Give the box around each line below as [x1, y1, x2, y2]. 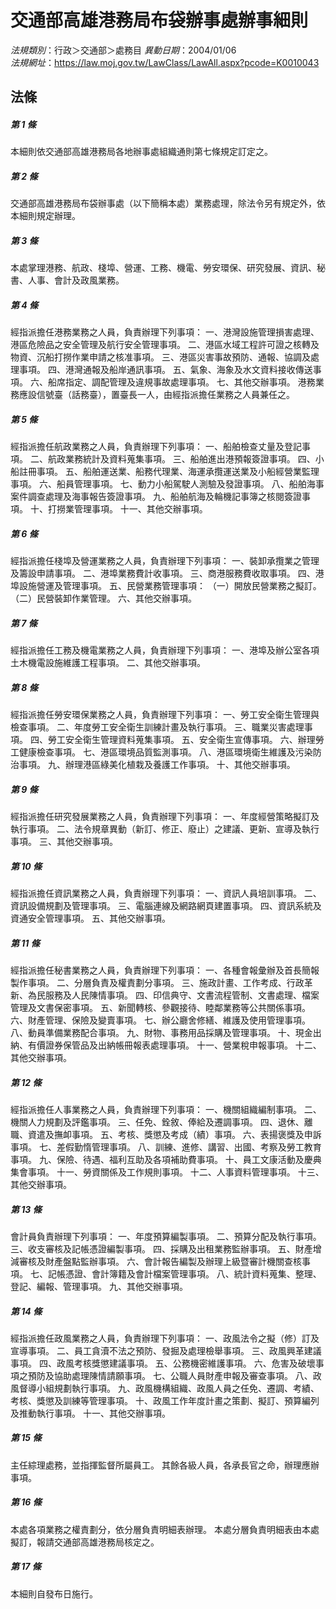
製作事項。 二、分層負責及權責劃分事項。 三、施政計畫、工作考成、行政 [10, 976, 305, 988]
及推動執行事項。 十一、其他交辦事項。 [10, 1407, 171, 1419]
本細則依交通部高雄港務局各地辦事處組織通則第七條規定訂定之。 [10, 146, 273, 158]
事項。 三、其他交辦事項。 [10, 836, 118, 848]
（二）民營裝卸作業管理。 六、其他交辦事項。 [10, 592, 197, 605]
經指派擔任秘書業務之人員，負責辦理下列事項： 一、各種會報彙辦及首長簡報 [10, 964, 320, 976]
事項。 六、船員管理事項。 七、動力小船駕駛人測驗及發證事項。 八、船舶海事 [10, 478, 325, 490]
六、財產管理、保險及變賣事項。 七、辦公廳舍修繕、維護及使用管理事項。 [10, 1014, 311, 1026]
